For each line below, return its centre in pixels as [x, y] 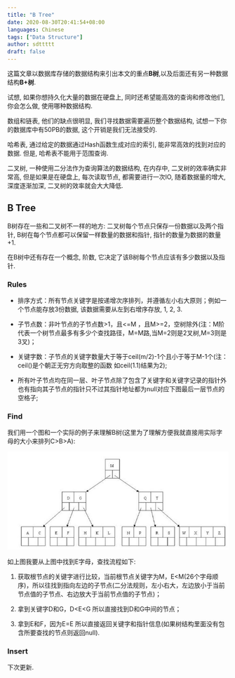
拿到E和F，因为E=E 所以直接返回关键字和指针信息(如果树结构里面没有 [118, 623]
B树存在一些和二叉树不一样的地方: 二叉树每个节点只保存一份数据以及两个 [113, 226]
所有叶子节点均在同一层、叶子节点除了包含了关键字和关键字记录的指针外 [122, 380]
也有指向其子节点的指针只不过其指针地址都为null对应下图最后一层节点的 [121, 389]
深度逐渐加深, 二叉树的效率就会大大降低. [66, 185]
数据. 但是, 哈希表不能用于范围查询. [58, 153]
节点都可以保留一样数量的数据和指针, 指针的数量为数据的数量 [133, 234]
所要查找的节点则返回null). [62, 632]
